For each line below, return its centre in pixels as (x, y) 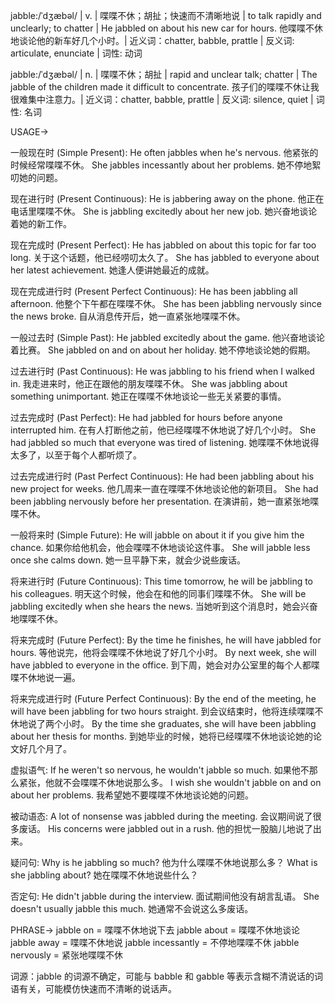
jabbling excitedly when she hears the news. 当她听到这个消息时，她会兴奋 (164, 606)
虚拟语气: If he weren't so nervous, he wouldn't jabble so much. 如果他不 (160, 770)
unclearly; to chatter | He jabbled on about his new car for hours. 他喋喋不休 (166, 28)
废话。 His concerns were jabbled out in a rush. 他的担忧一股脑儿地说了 (165, 828)
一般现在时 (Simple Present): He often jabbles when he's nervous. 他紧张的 (164, 152)
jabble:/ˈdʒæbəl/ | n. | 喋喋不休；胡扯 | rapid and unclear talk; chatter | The (164, 74)
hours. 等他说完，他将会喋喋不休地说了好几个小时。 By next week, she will (163, 652)
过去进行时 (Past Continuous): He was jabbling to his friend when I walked (162, 371)
